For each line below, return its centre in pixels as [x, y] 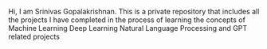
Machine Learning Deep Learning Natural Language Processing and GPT [128, 28]
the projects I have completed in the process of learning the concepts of [127, 20]
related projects [34, 36]
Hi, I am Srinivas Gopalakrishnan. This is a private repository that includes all [134, 11]
